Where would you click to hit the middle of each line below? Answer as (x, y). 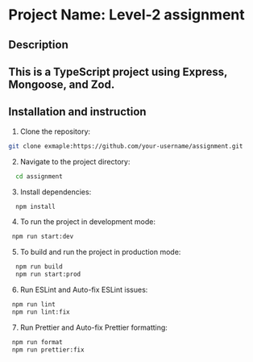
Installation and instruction (77, 112)
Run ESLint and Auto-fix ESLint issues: (84, 290)
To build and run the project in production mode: (100, 252)
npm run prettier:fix (48, 350)
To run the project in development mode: (87, 222)
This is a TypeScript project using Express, (118, 71)
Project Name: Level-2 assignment (127, 15)
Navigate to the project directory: (75, 161)
